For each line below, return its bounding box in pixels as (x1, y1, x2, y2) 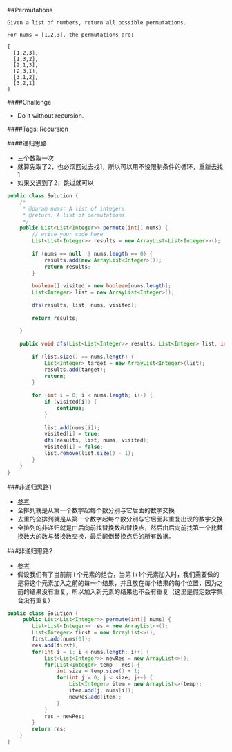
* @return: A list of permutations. (22, 211, 128, 219)
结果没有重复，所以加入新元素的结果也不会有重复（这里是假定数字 (29, 587, 217, 596)
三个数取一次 (17, 154, 54, 162)
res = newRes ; (43, 713, 85, 719)
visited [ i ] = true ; (43, 431, 100, 438)
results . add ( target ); (43, 366, 107, 373)
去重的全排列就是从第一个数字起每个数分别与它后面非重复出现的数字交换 (17, 514, 223, 523)
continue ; (56, 404, 85, 411)
